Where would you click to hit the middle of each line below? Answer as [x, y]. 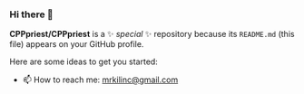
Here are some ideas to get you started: [84, 61]
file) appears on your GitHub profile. [77, 44]
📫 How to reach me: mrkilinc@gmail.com [100, 80]
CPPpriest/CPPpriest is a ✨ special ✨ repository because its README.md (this [152, 34]
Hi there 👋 [32, 14]
